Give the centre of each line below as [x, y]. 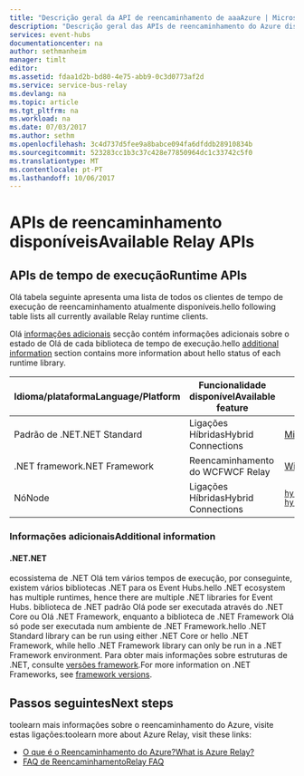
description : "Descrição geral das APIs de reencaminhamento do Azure [145, 26]
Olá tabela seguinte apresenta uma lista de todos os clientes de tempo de [146, 297]
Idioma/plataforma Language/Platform [97, 397]
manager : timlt [38, 60]
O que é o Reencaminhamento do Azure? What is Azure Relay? [138, 752]
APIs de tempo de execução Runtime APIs [128, 275]
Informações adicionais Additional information [113, 537]
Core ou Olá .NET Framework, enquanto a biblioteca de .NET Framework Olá [152, 616]
